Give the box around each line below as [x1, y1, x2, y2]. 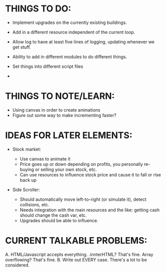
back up [19, 177, 37, 183]
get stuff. [12, 44, 31, 50]
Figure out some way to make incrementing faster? [12, 112, 117, 118]
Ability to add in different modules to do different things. [12, 53, 127, 60]
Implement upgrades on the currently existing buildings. [12, 19, 127, 25]
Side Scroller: [12, 186, 40, 192]
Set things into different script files [12, 63, 83, 69]
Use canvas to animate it [19, 155, 71, 162]
